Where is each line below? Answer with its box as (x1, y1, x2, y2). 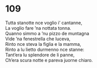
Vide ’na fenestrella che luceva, (5, 36, 71, 42)
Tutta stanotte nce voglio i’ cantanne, (5, 20, 82, 26)
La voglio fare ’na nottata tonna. (5, 25, 72, 31)
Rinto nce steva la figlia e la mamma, (5, 41, 81, 47)
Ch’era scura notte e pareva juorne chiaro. (5, 57, 93, 63)
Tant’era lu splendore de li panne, (5, 51, 75, 58)
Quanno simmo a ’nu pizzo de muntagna (5, 30, 89, 36)
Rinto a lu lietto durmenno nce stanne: (5, 46, 84, 52)
